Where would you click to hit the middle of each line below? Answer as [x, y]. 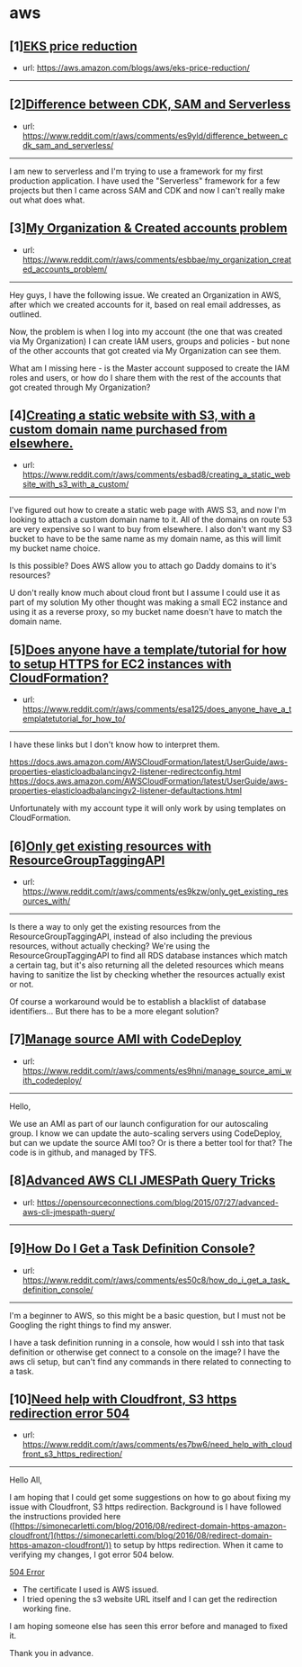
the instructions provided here [65, 1517]
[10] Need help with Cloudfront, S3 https [123, 1399]
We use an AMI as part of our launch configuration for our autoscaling [139, 1123]
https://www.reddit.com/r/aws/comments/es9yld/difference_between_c [155, 135]
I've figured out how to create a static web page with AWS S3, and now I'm [148, 510]
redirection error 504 [70, 1413]
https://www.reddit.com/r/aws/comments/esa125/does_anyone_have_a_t [157, 709]
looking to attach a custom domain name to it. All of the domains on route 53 [151, 519]
